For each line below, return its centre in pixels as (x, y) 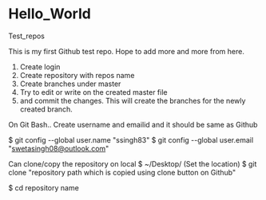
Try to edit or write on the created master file (93, 92)
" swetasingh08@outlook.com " (59, 148)
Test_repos (27, 36)
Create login (40, 67)
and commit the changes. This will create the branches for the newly (133, 100)
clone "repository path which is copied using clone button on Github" (122, 172)
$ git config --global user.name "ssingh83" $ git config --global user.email (131, 139)
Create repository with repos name (77, 75)
